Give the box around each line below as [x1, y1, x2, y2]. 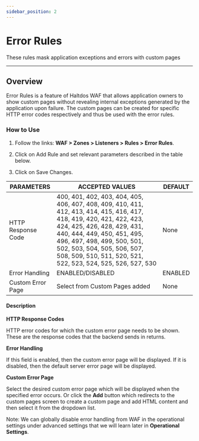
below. [14, 157, 31, 164]
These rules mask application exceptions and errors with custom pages [6, 54, 181, 61]
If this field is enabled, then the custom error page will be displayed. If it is [6, 356, 187, 363]
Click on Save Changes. [14, 168, 73, 175]
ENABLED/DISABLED [56, 269, 115, 277]
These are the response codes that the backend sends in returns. [6, 333, 166, 340]
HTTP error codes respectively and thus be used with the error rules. [6, 111, 175, 118]
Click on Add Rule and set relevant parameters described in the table [14, 150, 183, 157]
